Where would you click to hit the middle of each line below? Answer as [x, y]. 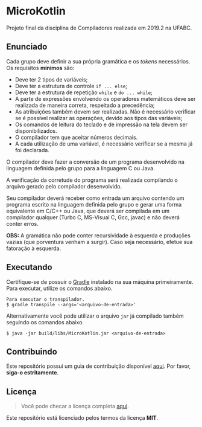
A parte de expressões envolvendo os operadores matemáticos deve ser [105, 98]
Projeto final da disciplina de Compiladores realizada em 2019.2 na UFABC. [99, 28]
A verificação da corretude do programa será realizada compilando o [92, 180]
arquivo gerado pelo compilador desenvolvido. [64, 186]
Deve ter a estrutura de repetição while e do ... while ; [84, 92]
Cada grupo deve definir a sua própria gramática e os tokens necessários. [98, 61]
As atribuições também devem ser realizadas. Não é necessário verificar [105, 111]
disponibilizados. [36, 130]
